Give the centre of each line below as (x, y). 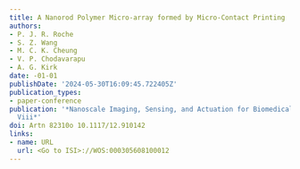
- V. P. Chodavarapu (48, 59)
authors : (25, 26)
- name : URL (31, 142)
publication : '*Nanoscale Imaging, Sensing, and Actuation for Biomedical (151, 109)
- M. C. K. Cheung (43, 51)
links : (21, 134)
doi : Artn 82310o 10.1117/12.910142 (77, 126)
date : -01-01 (33, 76)
